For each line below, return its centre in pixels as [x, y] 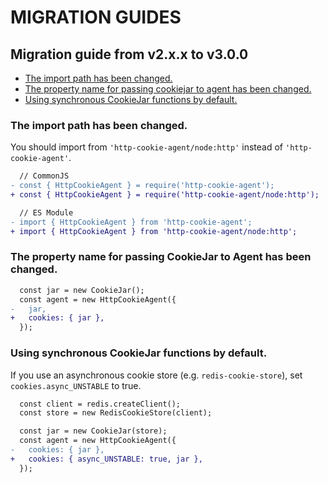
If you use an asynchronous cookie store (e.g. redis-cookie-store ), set [156, 375]
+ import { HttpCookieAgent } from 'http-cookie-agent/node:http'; [154, 231]
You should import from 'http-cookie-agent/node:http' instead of [147, 147]
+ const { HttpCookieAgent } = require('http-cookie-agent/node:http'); [165, 195]
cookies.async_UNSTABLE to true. [76, 385]
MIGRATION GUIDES [96, 17]
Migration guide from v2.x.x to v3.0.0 [129, 54]
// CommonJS [44, 176]
